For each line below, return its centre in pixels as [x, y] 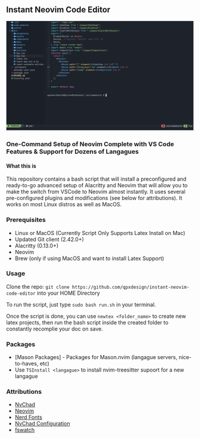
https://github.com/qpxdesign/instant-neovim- [131, 287]
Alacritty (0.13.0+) [37, 245]
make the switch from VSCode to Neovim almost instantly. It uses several [96, 192]
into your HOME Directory [68, 293]
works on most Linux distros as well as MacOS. [64, 205]
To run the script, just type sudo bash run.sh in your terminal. [81, 304]
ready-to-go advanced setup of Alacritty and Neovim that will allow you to [97, 186]
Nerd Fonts [29, 418]
